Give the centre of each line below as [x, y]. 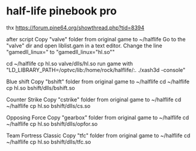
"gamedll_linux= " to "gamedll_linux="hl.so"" [61, 52]
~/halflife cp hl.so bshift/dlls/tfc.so [49, 141]
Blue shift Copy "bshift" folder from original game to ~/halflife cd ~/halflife [98, 81]
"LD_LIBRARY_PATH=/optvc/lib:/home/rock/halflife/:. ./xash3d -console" [96, 70]
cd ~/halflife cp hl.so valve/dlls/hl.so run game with [70, 64]
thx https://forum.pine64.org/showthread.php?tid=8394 [75, 28]
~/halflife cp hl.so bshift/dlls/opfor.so [52, 123]
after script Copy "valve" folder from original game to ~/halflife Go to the [96, 39]
